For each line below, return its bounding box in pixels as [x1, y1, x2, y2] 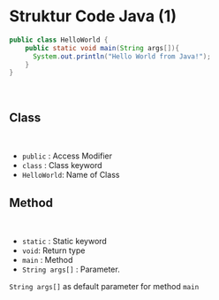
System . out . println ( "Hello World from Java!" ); [32, 51, 212, 61]
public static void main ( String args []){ [25, 43, 179, 52]
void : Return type [21, 245, 86, 256]
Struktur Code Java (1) [9, 6, 177, 27]
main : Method [21, 254, 73, 265]
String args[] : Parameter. [21, 264, 121, 274]
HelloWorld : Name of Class [21, 170, 120, 181]
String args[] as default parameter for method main [9, 281, 200, 291]
